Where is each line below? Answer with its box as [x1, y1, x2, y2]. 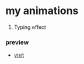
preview [5, 38, 29, 46]
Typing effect [13, 23, 46, 31]
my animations [5, 4, 79, 18]
